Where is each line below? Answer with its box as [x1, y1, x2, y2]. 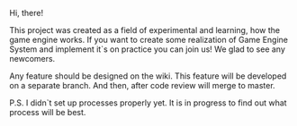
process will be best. [9, 107, 86, 117]
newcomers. [9, 54, 56, 63]
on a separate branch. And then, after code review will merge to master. [9, 80, 276, 90]
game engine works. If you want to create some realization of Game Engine [9, 35, 289, 45]
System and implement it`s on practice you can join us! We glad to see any [9, 44, 286, 55]
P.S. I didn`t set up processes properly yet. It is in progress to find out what [9, 97, 287, 108]
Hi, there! [9, 8, 44, 18]
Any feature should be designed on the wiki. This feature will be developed [9, 71, 287, 81]
